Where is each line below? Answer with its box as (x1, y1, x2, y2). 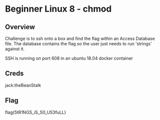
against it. (5, 46, 25, 51)
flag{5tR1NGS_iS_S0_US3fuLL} (5, 109, 67, 115)
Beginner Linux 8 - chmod (5, 3, 112, 15)
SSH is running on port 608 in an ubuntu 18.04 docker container (5, 55, 133, 61)
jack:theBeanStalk (5, 82, 41, 88)
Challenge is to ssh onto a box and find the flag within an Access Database (5, 35, 155, 41)
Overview (5, 23, 36, 31)
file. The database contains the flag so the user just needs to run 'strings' (5, 41, 152, 47)
